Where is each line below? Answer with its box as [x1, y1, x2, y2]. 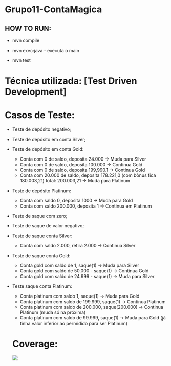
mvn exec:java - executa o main [12, 48, 80, 53]
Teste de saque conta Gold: [12, 253, 71, 259]
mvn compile [12, 37, 40, 43]
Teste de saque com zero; [12, 213, 68, 219]
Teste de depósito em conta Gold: [12, 146, 84, 152]
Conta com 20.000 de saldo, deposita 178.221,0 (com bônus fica [19, 172, 156, 178]
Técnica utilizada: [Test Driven [5, 75, 137, 87]
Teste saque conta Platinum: [12, 283, 73, 289]
